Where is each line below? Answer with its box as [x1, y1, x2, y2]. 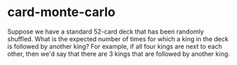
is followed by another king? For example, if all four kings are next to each [7, 42, 223, 50]
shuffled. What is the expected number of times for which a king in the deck [7, 34, 229, 43]
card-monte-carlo [7, 4, 115, 20]
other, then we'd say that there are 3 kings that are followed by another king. [7, 50, 230, 58]
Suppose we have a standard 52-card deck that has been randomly [7, 27, 204, 36]
